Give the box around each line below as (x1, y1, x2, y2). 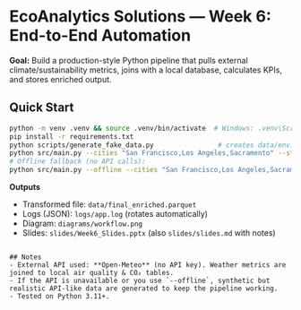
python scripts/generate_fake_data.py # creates (9, 141, 254, 150)
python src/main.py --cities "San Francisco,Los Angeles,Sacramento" (9, 149, 275, 158)
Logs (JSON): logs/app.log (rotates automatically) (21, 209, 209, 219)
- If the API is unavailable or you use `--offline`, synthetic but (9, 276, 271, 285)
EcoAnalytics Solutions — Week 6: (9, 6, 271, 27)
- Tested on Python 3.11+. (9, 292, 110, 301)
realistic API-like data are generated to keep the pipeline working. (9, 284, 279, 293)
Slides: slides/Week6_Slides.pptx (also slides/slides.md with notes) (21, 228, 276, 238)
